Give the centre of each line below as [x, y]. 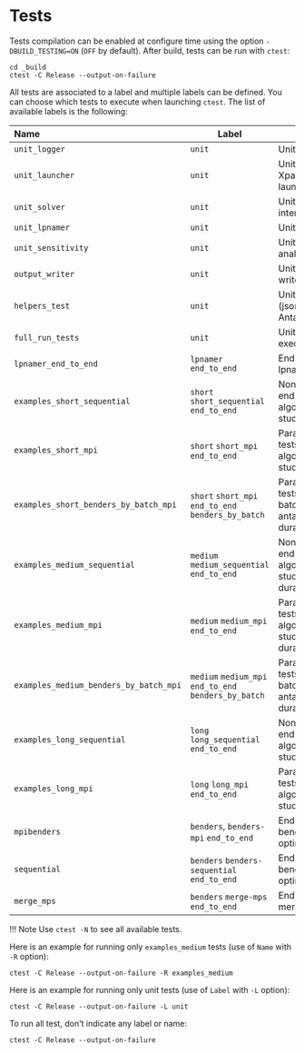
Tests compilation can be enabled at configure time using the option [137, 41]
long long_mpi [220, 784]
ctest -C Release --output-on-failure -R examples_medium [121, 973]
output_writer [44, 274]
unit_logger [40, 149]
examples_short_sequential [72, 401]
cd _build [28, 67]
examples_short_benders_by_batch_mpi [95, 504]
